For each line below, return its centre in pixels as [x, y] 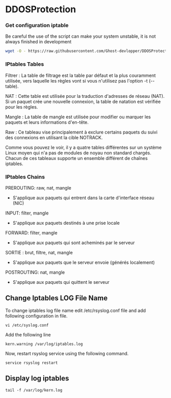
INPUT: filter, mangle [27, 213]
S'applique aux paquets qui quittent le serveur [61, 282]
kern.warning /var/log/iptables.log [44, 344]
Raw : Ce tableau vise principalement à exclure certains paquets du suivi [81, 132]
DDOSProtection [41, 9]
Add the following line [28, 334]
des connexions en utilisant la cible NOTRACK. [54, 137]
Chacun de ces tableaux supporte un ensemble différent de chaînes [77, 158]
